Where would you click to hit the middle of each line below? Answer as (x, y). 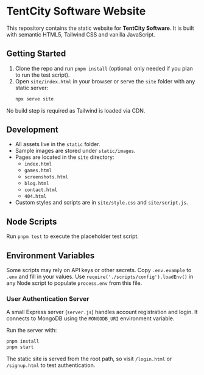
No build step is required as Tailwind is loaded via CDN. (76, 110)
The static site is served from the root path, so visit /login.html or (89, 359)
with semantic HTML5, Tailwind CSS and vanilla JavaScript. (81, 34)
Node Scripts (32, 221)
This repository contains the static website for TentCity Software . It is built (100, 28)
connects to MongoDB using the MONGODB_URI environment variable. (90, 318)
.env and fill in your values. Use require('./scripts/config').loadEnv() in (100, 277)
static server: (32, 88)
